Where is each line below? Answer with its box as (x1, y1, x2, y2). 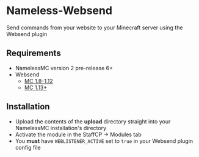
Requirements (6, 48, 61, 59)
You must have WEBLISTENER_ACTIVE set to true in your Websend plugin (15, 137, 194, 144)
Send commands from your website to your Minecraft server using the (6, 24, 183, 31)
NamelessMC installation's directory (15, 124, 107, 131)
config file (15, 144, 41, 151)
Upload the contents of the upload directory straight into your (15, 117, 171, 125)
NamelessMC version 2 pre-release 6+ (15, 64, 114, 71)
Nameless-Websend (6, 4, 113, 18)
